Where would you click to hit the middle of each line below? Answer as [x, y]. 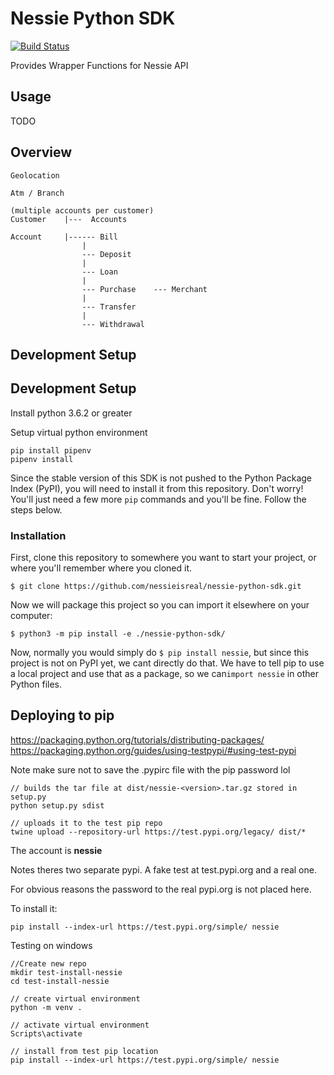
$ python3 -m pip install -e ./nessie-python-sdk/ [118, 634]
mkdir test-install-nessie [66, 972]
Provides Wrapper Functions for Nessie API [99, 65]
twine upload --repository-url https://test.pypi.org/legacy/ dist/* [158, 832]
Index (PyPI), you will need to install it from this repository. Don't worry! [157, 488]
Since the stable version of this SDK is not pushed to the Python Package [161, 478]
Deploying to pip [62, 715]
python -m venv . [46, 1007]
